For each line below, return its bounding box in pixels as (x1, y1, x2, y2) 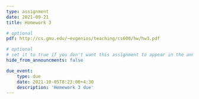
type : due (17, 73, 41, 80)
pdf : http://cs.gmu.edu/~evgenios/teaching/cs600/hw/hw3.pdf (6, 36, 161, 42)
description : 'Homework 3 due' (17, 84, 94, 90)
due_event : (6, 68, 33, 74)
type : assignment (6, 8, 49, 15)
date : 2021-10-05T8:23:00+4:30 (17, 79, 94, 85)
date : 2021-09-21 (6, 14, 49, 20)
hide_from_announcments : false (6, 57, 84, 63)
